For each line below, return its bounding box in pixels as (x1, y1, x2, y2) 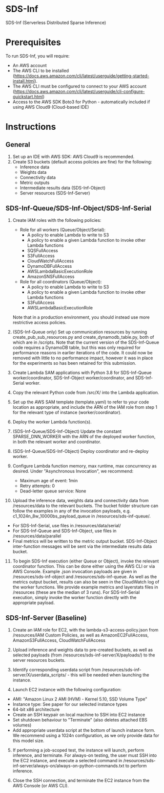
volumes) (12, 722, 32, 728)
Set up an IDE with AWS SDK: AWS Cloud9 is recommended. (12, 153, 135, 160)
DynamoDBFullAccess (27, 263, 72, 269)
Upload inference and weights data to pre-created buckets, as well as (12, 647, 153, 653)
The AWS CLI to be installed (12, 68, 69, 73)
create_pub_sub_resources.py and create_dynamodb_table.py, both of (12, 334, 154, 340)
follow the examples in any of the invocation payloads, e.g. (12, 508, 131, 513)
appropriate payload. (12, 600, 55, 606)
